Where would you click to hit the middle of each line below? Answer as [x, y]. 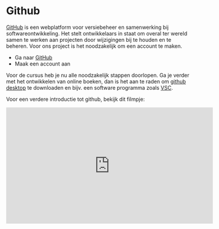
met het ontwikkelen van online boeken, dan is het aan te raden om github [96, 81]
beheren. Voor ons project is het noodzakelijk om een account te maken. [94, 46]
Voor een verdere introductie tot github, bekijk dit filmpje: [76, 99]
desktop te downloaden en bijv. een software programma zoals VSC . [89, 87]
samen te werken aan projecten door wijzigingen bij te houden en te [89, 40]
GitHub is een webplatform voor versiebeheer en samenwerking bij [88, 27]
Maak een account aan [43, 64]
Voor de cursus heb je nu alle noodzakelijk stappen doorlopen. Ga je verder [98, 75]
